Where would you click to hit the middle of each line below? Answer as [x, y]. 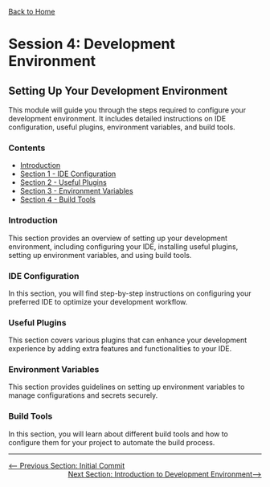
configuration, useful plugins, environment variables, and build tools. [122, 127]
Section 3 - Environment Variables [77, 191]
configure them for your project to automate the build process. [112, 442]
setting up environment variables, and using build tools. [100, 255]
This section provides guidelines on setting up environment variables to [127, 387]
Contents [27, 148]
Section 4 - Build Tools [58, 199]
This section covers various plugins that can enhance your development [128, 340]
